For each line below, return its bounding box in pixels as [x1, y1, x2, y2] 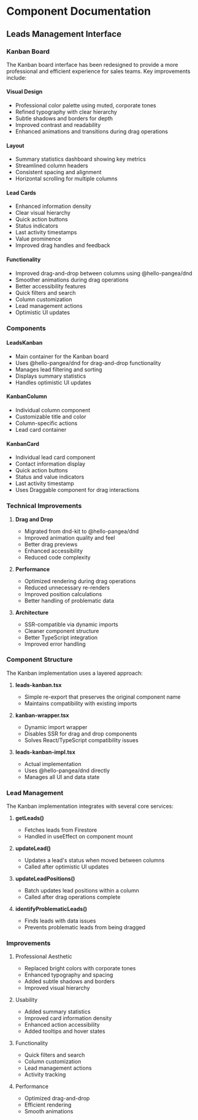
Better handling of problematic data [24, 597, 115, 604]
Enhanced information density [15, 202, 92, 210]
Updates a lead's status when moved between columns [24, 857, 165, 864]
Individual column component [15, 407, 91, 414]
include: [6, 74, 27, 81]
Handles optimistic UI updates [15, 378, 92, 386]
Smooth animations [24, 1108, 74, 1115]
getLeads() [15, 815, 44, 822]
